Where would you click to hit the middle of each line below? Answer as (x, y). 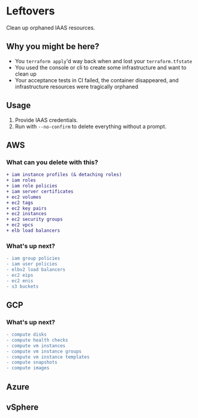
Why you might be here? (53, 47)
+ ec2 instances (26, 214)
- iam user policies (32, 264)
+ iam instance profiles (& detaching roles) (64, 175)
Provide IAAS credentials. (46, 120)
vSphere (22, 407)
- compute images (28, 368)
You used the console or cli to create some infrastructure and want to (101, 67)
